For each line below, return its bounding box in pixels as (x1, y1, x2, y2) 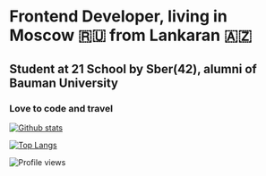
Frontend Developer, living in (9, 6, 228, 27)
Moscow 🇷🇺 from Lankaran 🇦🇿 (9, 25, 253, 46)
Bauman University (9, 75, 119, 90)
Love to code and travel (9, 102, 114, 114)
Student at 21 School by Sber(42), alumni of (9, 61, 257, 77)
